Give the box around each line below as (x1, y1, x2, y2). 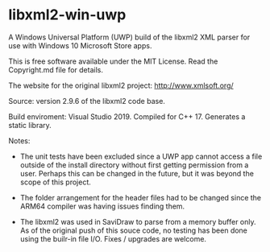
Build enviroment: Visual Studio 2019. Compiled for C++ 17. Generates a (8, 111, 246, 122)
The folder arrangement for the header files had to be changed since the (19, 192, 262, 202)
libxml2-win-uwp (8, 6, 127, 24)
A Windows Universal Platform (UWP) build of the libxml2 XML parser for (8, 32, 251, 42)
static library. (8, 120, 52, 130)
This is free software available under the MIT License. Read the (8, 56, 218, 66)
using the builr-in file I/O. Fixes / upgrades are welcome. (19, 233, 207, 243)
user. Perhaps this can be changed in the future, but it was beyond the (19, 168, 254, 178)
